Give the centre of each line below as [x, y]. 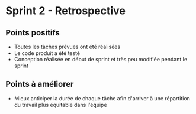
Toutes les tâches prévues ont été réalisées [67, 47]
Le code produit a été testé [47, 53]
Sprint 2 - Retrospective [65, 11]
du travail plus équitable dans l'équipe [60, 105]
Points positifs [33, 33]
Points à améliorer [40, 84]
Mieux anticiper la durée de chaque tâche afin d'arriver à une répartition [102, 98]
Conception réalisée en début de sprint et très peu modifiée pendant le [101, 59]
